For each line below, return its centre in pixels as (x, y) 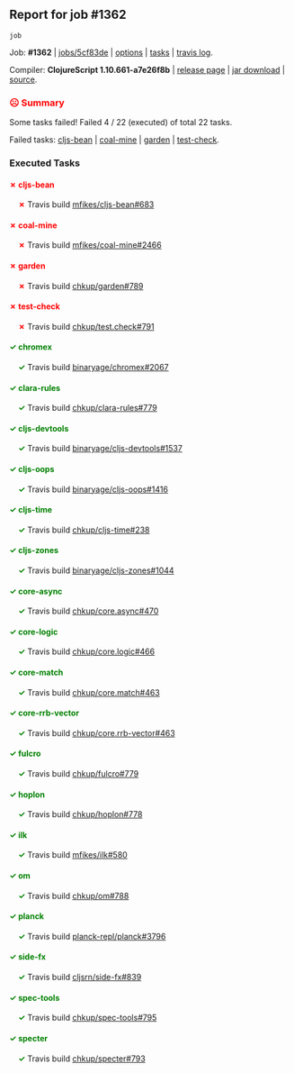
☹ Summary (37, 103)
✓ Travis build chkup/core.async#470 (88, 611)
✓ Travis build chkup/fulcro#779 (78, 774)
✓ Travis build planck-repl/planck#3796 (92, 936)
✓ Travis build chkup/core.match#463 (89, 692)
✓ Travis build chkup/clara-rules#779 (87, 408)
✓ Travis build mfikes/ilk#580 (72, 855)
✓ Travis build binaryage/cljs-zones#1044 (96, 570)
